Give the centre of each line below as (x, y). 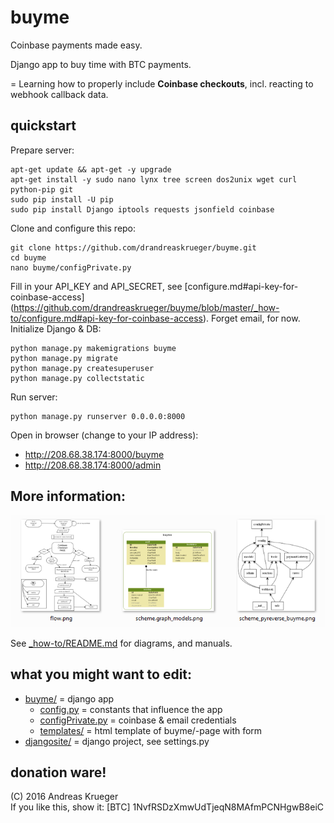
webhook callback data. (59, 94)
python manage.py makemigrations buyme (93, 348)
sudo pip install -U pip (62, 199)
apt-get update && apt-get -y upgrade (91, 169)
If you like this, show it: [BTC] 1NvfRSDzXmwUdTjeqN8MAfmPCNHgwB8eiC (167, 807)
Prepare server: (42, 150)
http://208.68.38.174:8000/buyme (94, 454)
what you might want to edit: (101, 674)
